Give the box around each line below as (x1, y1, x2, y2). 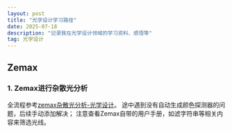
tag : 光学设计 (7, 36, 44, 43)
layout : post (7, 10, 45, 17)
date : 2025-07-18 (7, 23, 58, 30)
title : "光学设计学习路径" (7, 17, 77, 24)
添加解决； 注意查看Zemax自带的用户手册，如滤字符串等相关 (43, 109, 217, 118)
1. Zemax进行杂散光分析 (7, 84, 88, 94)
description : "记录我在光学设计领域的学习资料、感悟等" (7, 29, 153, 37)
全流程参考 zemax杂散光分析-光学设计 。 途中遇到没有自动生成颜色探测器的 (7, 100, 219, 109)
